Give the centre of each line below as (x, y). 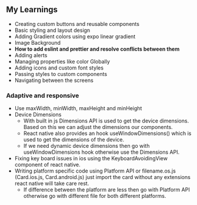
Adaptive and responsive (43, 95)
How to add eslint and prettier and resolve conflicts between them (97, 49)
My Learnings (32, 10)
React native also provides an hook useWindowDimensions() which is (107, 133)
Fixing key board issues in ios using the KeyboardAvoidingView (91, 158)
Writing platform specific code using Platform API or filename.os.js (95, 171)
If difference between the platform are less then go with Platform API (106, 190)
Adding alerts (31, 55)
